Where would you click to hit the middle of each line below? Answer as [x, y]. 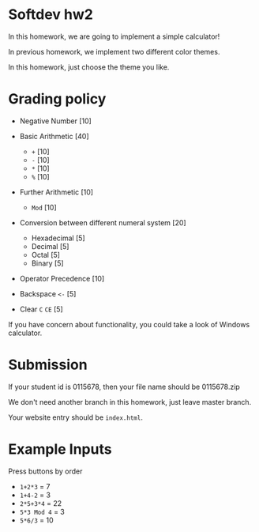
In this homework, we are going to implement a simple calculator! [114, 36]
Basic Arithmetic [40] [54, 136]
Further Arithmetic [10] [56, 192]
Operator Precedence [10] [62, 278]
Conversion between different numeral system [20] [103, 222]
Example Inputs [60, 449]
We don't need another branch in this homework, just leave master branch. [130, 402]
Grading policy [57, 99]
